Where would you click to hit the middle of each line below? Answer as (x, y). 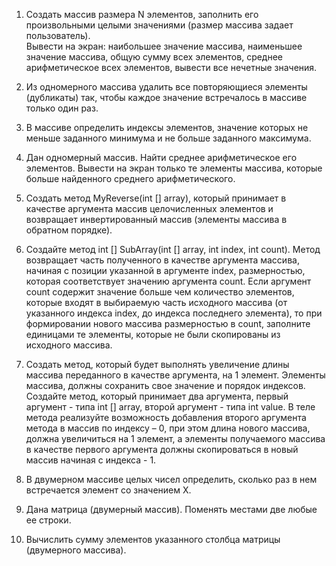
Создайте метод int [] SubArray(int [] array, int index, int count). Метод (173, 249)
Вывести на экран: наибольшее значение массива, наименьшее (164, 46)
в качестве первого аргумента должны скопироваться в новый (162, 449)
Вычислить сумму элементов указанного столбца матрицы (153, 539)
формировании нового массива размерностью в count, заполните (168, 323)
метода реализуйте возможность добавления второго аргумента (166, 417)
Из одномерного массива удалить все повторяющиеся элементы (166, 87)
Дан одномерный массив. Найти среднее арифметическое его (161, 157)
